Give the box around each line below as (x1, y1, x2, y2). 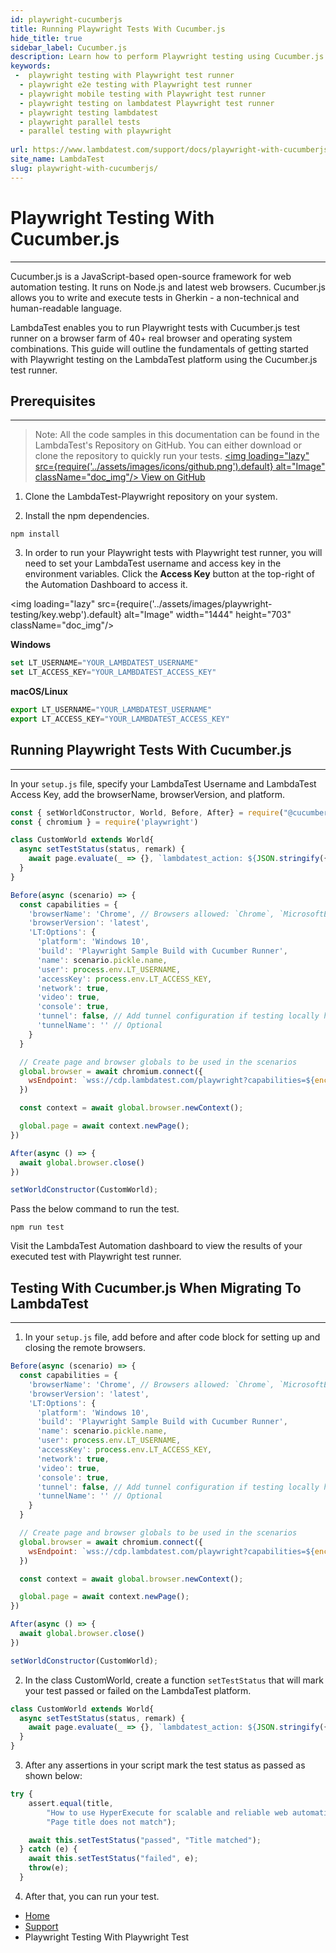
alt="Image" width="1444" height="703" (123, 609, 292, 621)
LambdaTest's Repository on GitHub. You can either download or (34, 439, 303, 451)
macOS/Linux (10, 686, 68, 698)
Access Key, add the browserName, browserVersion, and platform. (10, 788, 285, 800)
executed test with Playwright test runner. (10, 1251, 182, 1263)
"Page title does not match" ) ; (46, 1817, 177, 1827)
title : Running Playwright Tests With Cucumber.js (10, 24, 226, 34)
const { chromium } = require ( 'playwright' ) (10, 817, 199, 827)
